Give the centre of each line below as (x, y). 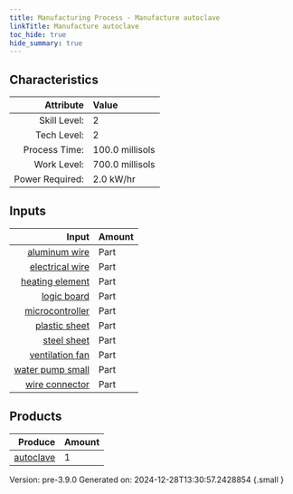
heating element (56, 281)
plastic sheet (62, 325)
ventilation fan (60, 355)
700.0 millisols (124, 165)
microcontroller (57, 310)
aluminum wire (58, 252)
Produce (37, 442)
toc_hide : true (38, 34)
